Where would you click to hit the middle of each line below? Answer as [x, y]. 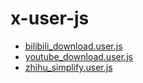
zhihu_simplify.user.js [68, 67]
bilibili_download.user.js [73, 46]
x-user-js [50, 18]
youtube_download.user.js [78, 56]
